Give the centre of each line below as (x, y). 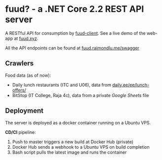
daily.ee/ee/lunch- (131, 85)
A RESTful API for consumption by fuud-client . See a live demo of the (76, 33)
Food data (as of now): (28, 75)
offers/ (19, 90)
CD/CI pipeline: (20, 132)
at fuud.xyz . (26, 38)
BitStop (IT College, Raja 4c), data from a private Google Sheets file (81, 95)
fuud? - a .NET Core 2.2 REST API (75, 9)
